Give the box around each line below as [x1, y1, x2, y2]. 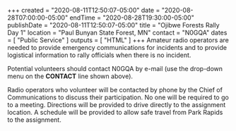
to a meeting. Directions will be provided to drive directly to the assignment [7, 101, 226, 108]
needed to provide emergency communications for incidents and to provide [7, 44, 228, 51]
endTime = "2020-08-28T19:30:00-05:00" [69, 13, 194, 22]
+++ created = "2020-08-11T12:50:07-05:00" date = [7, 6, 160, 14]
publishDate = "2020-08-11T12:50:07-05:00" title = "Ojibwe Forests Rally [7, 21, 220, 29]
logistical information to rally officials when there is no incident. [7, 51, 191, 59]
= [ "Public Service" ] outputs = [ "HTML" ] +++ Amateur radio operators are [7, 36, 230, 44]
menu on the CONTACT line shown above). [7, 72, 133, 80]
